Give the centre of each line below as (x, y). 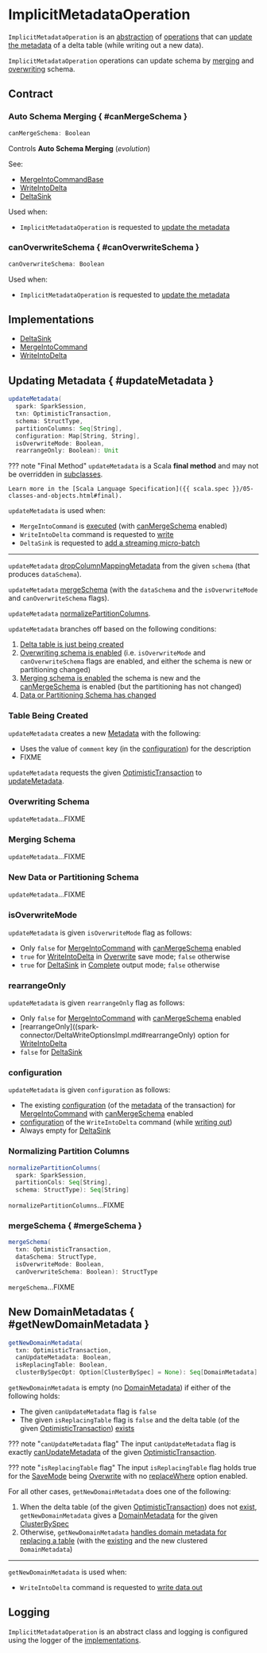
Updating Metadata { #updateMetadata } (111, 381)
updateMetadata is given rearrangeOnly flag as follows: (97, 1003)
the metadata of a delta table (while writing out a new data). (106, 45)
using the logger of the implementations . (75, 1639)
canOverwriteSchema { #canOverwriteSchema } (104, 247)
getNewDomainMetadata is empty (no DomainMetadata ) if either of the (120, 1388)
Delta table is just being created (72, 644)
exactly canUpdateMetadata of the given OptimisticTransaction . (112, 1453)
